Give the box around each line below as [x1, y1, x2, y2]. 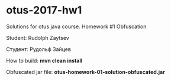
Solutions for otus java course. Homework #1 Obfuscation [6, 23, 147, 30]
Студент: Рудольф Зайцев [6, 45, 71, 53]
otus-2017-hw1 [6, 4, 82, 17]
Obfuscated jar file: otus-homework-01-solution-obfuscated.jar [6, 68, 166, 75]
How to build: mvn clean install [6, 57, 83, 64]
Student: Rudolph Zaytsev [6, 34, 69, 41]
